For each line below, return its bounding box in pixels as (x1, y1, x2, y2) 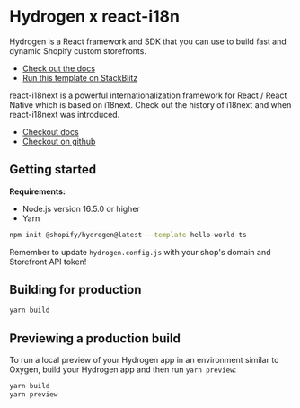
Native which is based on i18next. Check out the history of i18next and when (9, 99, 292, 110)
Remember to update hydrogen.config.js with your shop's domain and (9, 246, 271, 257)
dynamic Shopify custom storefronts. (9, 45, 146, 56)
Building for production (9, 282, 142, 297)
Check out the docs (22, 63, 96, 74)
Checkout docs (22, 126, 79, 137)
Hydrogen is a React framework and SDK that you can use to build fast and (9, 36, 287, 47)
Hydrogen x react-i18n (9, 6, 181, 27)
